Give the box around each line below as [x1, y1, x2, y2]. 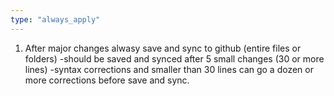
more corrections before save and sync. [24, 74, 190, 86]
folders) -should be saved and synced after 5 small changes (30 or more [24, 52, 325, 65]
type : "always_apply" [10, 14, 101, 25]
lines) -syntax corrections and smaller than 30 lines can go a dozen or [24, 63, 314, 75]
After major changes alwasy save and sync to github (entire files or [24, 42, 302, 54]
